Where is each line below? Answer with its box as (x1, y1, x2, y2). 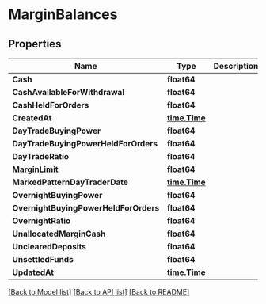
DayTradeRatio (12, 151, 70, 161)
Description (213, 61, 259, 71)
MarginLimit (12, 164, 59, 175)
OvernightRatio (12, 215, 71, 226)
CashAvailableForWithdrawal (12, 87, 125, 97)
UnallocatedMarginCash (12, 228, 106, 239)
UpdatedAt (12, 267, 54, 278)
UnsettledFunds (12, 254, 74, 264)
